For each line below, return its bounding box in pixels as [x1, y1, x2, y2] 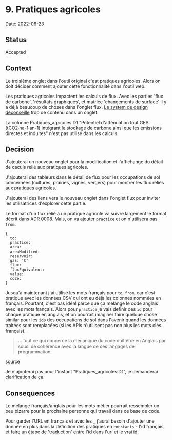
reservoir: [10, 254, 33, 259]
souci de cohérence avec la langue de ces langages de [17, 343, 135, 350]
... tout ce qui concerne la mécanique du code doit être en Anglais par [17, 338, 166, 344]
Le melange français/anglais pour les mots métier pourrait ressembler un [5, 403, 160, 409]
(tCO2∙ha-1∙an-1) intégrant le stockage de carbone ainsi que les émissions [5, 125, 162, 131]
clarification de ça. [5, 374, 45, 380]
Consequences [5, 389, 55, 397]
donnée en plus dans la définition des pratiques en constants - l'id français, [5, 424, 165, 430]
